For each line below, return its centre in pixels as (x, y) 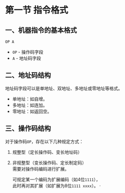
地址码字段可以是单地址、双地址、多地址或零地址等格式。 (64, 88)
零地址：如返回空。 (32, 111)
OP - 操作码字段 (28, 52)
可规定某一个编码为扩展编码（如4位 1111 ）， (56, 179)
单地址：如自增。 (30, 99)
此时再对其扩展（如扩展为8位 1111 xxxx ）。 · (56, 186)
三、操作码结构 (28, 129)
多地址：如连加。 (30, 105)
